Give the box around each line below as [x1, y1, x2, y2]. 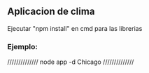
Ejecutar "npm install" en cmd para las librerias [7, 24, 143, 32]
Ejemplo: [7, 41, 38, 51]
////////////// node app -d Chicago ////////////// [7, 58, 134, 66]
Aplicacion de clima [7, 6, 95, 18]
